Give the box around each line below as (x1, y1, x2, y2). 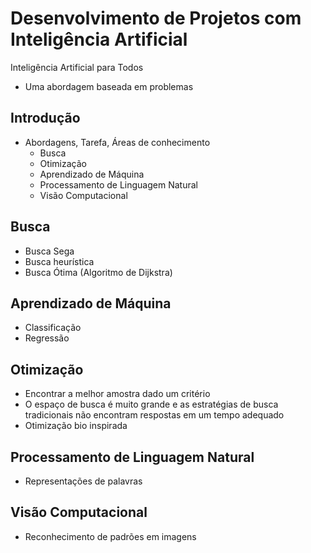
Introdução (10, 110, 81, 127)
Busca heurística (24, 255, 95, 267)
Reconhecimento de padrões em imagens (24, 530, 197, 542)
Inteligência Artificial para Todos (10, 61, 144, 73)
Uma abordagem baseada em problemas (24, 80, 194, 92)
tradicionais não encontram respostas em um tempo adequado (24, 409, 285, 421)
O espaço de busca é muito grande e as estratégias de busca (24, 398, 279, 411)
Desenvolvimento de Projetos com (10, 7, 302, 30)
